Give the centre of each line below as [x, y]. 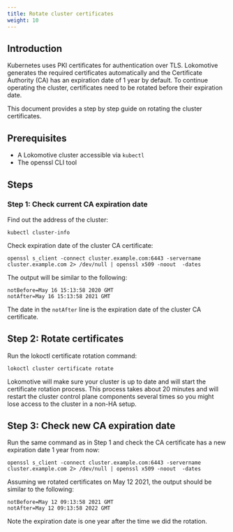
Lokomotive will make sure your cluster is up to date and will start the [107, 381]
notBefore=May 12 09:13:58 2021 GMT [60, 502]
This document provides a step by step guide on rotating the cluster [105, 108]
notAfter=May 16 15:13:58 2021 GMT [59, 296]
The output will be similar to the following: [67, 277]
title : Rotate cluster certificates [60, 14]
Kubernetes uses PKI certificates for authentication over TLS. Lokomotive [113, 65]
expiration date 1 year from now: [53, 450]
